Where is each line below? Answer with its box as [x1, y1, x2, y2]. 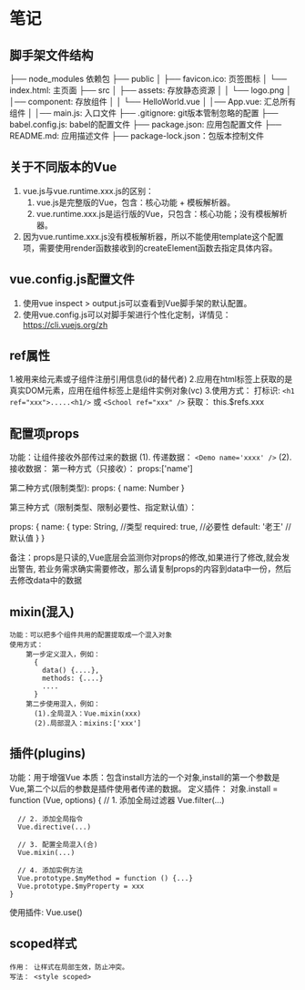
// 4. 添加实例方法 [17, 865, 84, 875]
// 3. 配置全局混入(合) [17, 840, 98, 849]
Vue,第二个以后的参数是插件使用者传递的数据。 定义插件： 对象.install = [9, 783, 279, 794]
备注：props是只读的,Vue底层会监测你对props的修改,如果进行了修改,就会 [9, 552, 282, 563]
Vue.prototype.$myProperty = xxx [17, 882, 145, 891]
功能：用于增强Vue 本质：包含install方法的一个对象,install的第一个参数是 [9, 771, 280, 782]
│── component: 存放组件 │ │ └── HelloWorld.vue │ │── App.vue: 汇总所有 [9, 97, 296, 107]
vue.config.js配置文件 [9, 272, 135, 287]
